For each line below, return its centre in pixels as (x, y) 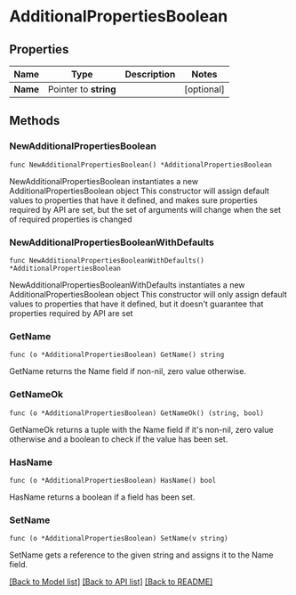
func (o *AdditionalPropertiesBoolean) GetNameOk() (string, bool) (137, 413)
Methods (35, 121)
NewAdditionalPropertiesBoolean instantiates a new (104, 181)
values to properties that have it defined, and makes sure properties (133, 200)
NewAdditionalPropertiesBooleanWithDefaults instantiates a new (128, 285)
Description (150, 74)
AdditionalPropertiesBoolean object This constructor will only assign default (148, 294)
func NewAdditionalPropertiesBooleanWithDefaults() (107, 260)
